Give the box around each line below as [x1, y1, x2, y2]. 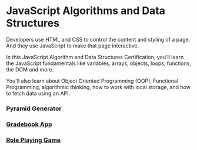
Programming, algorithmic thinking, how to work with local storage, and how [6, 83, 191, 90]
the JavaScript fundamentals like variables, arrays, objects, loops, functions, [6, 60, 192, 67]
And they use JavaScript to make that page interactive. [6, 42, 139, 49]
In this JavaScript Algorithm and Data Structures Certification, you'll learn [6, 53, 184, 60]
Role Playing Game [6, 136, 61, 144]
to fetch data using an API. [6, 90, 71, 97]
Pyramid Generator [6, 104, 62, 112]
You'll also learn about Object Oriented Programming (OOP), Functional [6, 77, 178, 84]
